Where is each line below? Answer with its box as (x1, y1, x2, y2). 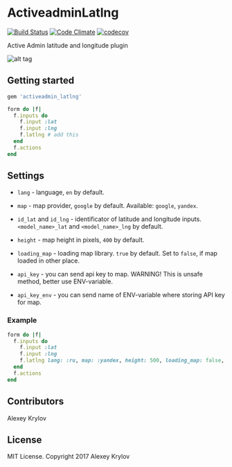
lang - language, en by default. (17, 188, 105, 197)
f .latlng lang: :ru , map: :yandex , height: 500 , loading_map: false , (19, 357, 225, 364)
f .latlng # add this (19, 132, 79, 139)
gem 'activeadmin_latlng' (7, 93, 82, 100)
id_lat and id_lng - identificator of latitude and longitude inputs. (17, 215, 202, 223)
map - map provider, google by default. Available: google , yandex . (17, 202, 199, 210)
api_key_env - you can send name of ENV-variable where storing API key (17, 291, 225, 299)
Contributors (7, 396, 64, 407)
